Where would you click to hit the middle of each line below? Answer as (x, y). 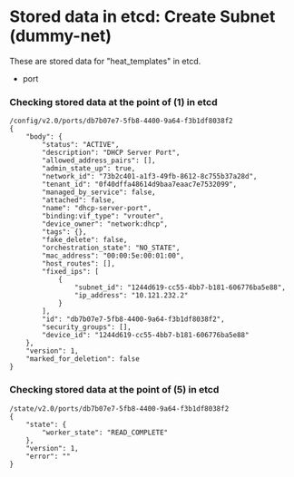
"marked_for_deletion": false (83, 359)
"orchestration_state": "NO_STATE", (111, 248)
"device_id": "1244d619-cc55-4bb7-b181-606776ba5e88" (146, 336)
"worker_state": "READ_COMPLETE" (105, 433)
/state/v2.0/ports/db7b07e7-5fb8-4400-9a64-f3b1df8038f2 (119, 409)
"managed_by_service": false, (99, 192)
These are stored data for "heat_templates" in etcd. (105, 61)
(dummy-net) (60, 36)
